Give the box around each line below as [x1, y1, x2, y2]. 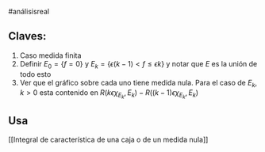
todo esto [19, 69, 52, 78]
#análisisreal [8, 7, 50, 16]
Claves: [8, 29, 47, 43]
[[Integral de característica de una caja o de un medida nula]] [8, 135, 209, 145]
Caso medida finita [19, 51, 82, 60]
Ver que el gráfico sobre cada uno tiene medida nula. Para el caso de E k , [19, 78, 258, 89]
